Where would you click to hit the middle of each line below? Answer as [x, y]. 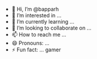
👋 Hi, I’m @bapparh [35, 9]
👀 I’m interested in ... [36, 15]
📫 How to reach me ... [39, 35]
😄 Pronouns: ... [31, 43]
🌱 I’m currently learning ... [43, 22]
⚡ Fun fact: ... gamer [36, 50]
